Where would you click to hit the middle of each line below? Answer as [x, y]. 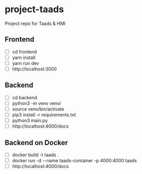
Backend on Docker [36, 143]
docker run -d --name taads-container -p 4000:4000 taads [74, 161]
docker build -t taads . [35, 155]
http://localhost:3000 [34, 69]
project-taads [34, 9]
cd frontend [24, 51]
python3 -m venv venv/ [37, 103]
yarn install [24, 57]
